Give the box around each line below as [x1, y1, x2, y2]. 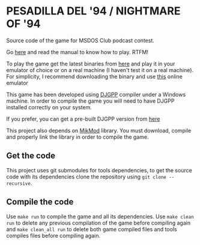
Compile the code [6, 197, 74, 207]
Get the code [6, 151, 56, 161]
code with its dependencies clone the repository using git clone [6, 173, 166, 180]
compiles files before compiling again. [6, 232, 101, 239]
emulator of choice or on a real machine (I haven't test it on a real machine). [6, 66, 194, 73]
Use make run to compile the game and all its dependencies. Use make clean [6, 213, 194, 220]
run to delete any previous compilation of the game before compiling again [6, 219, 191, 226]
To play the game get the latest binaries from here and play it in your [6, 60, 175, 67]
